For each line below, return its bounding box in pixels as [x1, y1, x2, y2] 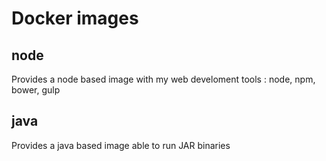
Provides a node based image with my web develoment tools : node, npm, [11, 73, 316, 85]
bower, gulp [11, 84, 61, 96]
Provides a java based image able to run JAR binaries [11, 139, 231, 151]
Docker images [11, 7, 139, 30]
